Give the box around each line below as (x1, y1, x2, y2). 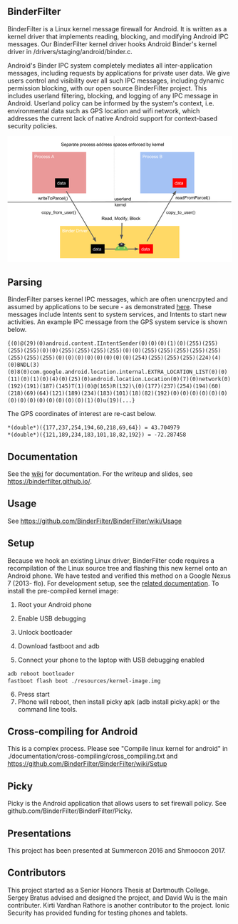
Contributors (7, 867, 66, 879)
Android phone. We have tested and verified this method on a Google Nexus (7, 571, 232, 580)
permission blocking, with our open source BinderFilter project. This (7, 83, 207, 92)
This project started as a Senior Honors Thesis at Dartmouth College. (7, 886, 210, 894)
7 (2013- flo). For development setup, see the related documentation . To (7, 578, 219, 587)
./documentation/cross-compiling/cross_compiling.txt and (7, 752, 178, 761)
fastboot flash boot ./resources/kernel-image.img (7, 677, 161, 685)
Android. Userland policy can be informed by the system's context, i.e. (7, 99, 214, 108)
